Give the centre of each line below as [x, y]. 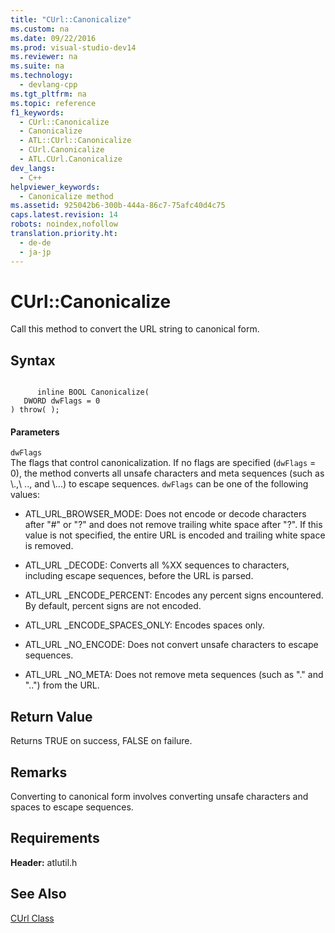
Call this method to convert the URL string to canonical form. [135, 329]
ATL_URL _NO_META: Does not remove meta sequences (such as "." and [174, 675]
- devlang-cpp [48, 85]
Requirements [55, 838]
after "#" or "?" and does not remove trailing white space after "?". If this [173, 525]
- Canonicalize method [66, 196]
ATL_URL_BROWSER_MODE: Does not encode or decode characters [165, 514]
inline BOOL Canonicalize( [93, 392]
